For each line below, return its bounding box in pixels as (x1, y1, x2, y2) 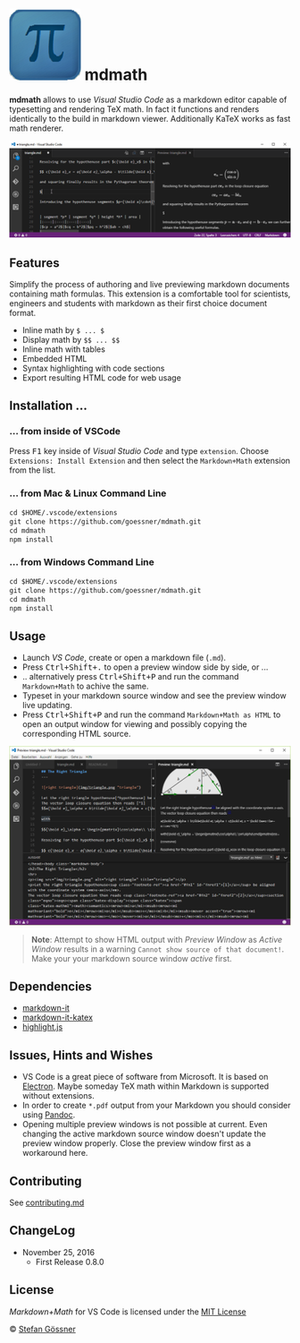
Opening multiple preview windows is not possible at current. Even (21, 1119, 268, 1130)
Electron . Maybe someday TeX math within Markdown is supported (21, 1081, 270, 1091)
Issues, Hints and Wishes (9, 1048, 154, 1063)
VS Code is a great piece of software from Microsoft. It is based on (21, 1072, 269, 1082)
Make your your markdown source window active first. (30, 953, 232, 963)
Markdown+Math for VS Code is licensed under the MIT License (9, 1306, 247, 1317)
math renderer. (9, 123, 64, 133)
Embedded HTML (21, 354, 87, 364)
